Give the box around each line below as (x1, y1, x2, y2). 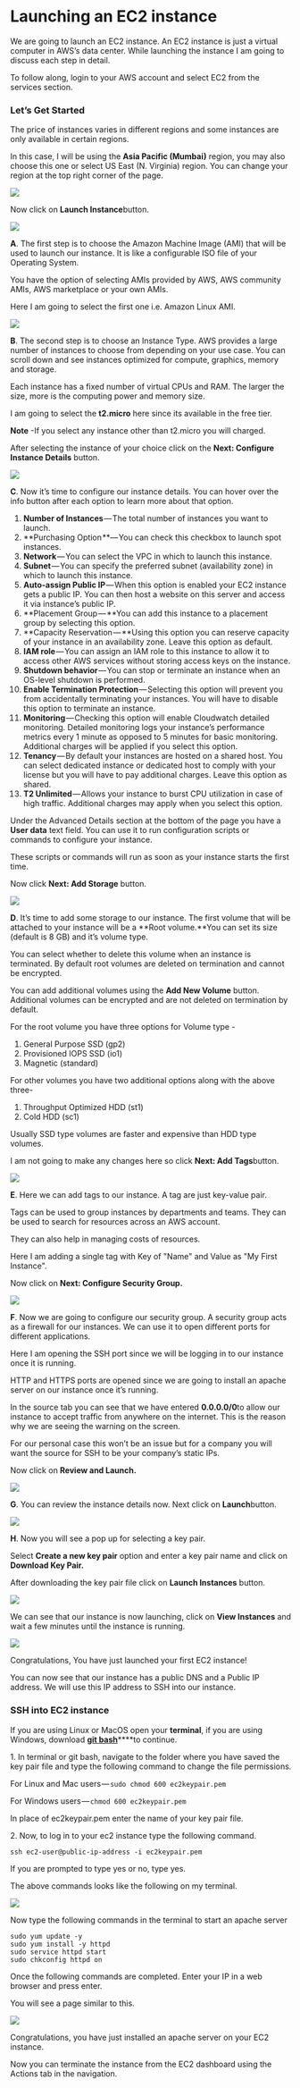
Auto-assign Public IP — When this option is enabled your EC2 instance (22, 579, 287, 591)
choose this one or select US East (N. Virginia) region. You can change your (10, 161, 288, 172)
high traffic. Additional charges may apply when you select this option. (22, 798, 283, 809)
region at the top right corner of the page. (10, 170, 163, 181)
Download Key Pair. (10, 1560, 84, 1570)
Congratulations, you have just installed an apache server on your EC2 (10, 2032, 270, 2042)
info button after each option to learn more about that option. (10, 496, 234, 507)
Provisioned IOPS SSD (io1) (22, 1048, 123, 1059)
